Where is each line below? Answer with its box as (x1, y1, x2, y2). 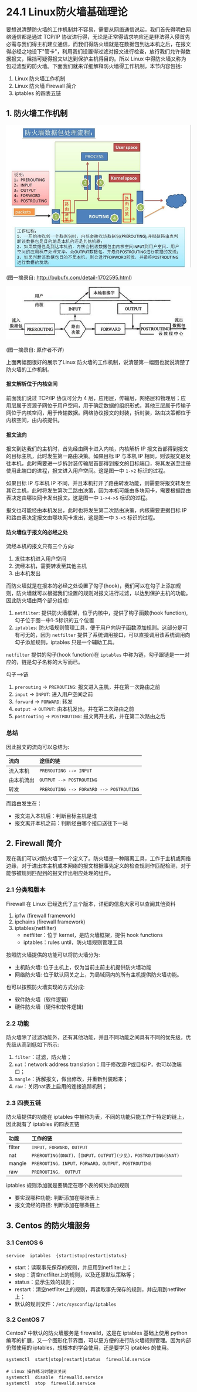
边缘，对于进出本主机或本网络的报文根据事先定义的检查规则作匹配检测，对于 (6, 863, 191, 870)
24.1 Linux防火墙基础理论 (6, 5, 128, 19)
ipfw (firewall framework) (14, 912, 76, 919)
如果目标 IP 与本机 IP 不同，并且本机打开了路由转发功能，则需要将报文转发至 (6, 480, 191, 487)
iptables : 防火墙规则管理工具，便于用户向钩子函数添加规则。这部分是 (14, 624, 183, 631)
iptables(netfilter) (14, 924, 57, 931)
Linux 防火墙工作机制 (14, 74, 66, 82)
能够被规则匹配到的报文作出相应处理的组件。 (6, 870, 114, 877)
